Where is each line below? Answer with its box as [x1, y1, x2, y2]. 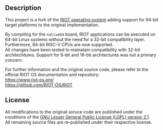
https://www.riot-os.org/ [5, 77, 54, 82]
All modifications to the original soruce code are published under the [5, 109, 143, 114]
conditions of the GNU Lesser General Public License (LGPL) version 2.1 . [5, 114, 150, 120]
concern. [5, 57, 23, 63]
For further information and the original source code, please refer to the [5, 66, 148, 72]
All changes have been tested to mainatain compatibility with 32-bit [5, 47, 140, 52]
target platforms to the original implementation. [5, 22, 100, 28]
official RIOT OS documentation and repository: [5, 71, 100, 77]
